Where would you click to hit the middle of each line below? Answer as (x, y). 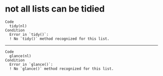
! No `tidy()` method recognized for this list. (59, 39)
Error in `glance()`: (31, 64)
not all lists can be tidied (55, 9)
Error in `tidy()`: (29, 34)
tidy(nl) (18, 26)
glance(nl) (20, 56)
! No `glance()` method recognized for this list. (62, 69)
